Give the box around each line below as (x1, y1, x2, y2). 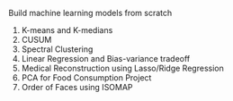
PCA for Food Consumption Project (21, 72, 152, 83)
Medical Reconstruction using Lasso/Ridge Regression (21, 63, 224, 73)
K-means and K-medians (21, 25, 113, 35)
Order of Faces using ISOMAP (21, 82, 133, 92)
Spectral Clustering (21, 44, 94, 55)
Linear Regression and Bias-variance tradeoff (21, 54, 191, 63)
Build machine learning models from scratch (8, 8, 173, 18)
